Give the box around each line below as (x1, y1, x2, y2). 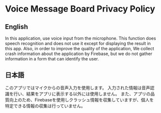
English (5, 23, 28, 31)
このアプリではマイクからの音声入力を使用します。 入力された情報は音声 (5, 85, 150, 90)
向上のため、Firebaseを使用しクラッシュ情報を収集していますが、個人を (9, 97, 154, 102)
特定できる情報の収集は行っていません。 (5, 103, 86, 109)
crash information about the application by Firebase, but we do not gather (5, 51, 153, 56)
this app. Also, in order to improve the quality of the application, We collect (5, 46, 154, 51)
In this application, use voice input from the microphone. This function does (5, 35, 156, 41)
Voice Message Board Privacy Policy (5, 3, 155, 14)
